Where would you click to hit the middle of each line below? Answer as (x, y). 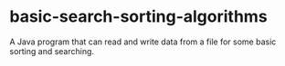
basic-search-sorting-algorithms (138, 17)
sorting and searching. (52, 51)
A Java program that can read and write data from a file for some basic (143, 42)
